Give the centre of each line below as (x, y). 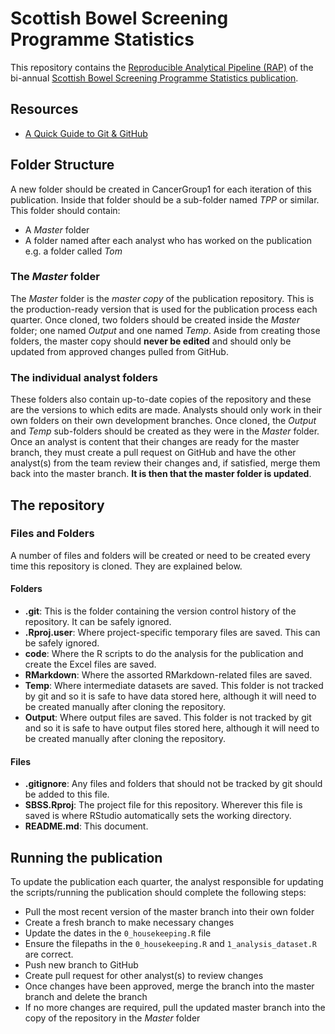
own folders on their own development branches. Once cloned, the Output (163, 421)
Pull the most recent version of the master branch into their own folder (169, 912)
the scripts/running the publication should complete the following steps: (158, 893)
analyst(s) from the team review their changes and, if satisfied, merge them (165, 463)
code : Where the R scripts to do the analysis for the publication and (164, 654)
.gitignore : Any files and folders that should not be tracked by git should (173, 784)
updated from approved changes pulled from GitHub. (119, 351)
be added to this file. (67, 794)
